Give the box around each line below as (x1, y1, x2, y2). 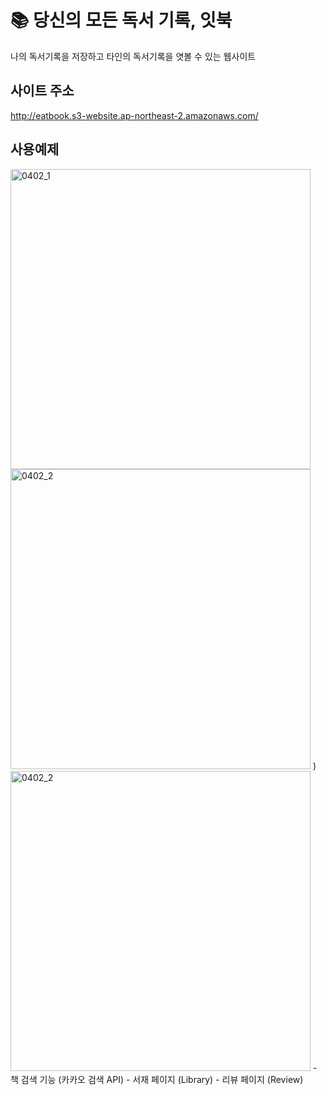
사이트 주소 (10, 82, 75, 100)
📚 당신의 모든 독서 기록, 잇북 (10, 9, 233, 32)
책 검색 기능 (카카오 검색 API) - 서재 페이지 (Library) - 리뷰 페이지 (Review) (10, 1073, 304, 1085)
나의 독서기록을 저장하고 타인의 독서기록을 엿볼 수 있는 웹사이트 (10, 50, 257, 62)
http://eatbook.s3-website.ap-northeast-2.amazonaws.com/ (10, 109, 259, 121)
